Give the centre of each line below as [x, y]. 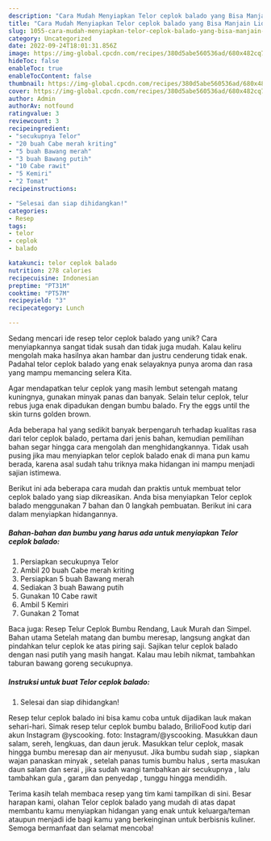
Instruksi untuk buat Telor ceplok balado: [79, 682]
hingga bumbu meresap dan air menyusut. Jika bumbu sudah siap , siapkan [134, 752]
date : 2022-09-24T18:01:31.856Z [63, 46]
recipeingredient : [39, 129]
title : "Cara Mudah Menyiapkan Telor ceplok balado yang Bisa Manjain [129, 23]
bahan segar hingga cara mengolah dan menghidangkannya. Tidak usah [128, 447]
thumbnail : [27, 83]
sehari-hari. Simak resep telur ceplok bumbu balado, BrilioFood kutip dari [130, 726]
